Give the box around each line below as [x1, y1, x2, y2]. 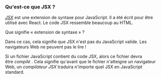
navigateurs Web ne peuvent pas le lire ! [5, 44, 87, 50]
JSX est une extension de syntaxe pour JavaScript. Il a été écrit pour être [5, 15, 153, 21]
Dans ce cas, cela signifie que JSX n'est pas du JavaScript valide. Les [5, 39, 147, 45]
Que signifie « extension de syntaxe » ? [5, 29, 85, 35]
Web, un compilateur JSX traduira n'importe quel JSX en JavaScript [5, 64, 142, 70]
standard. [5, 69, 25, 75]
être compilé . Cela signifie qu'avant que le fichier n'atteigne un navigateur [5, 59, 156, 65]
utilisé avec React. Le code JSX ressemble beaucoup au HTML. [5, 20, 134, 26]
